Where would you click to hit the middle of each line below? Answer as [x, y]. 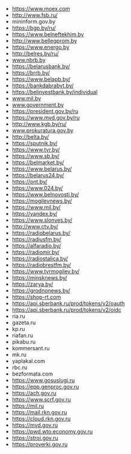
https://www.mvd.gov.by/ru [46, 118]
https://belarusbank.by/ [41, 66]
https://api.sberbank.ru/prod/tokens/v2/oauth [68, 303]
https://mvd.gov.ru [35, 425]
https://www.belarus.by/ [42, 169]
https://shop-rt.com [36, 297]
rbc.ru [20, 367]
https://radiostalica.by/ [40, 258]
